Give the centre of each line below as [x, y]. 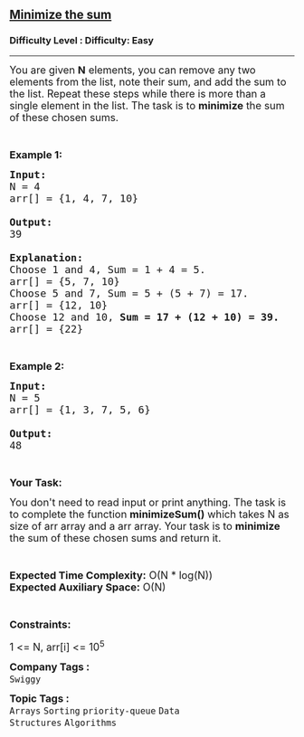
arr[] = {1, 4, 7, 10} [74, 198]
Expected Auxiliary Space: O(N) [88, 587]
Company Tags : [50, 666]
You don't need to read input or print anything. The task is [148, 502]
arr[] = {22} [47, 329]
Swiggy [25, 680]
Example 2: [37, 366]
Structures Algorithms [63, 723]
